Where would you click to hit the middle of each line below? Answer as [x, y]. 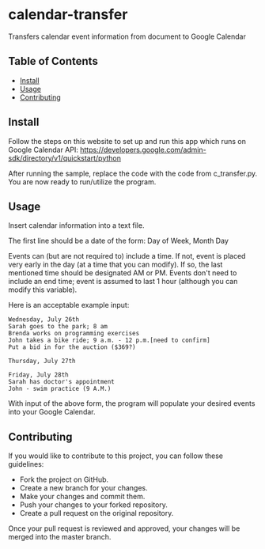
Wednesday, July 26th [44, 320]
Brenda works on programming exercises [74, 334]
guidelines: [26, 464]
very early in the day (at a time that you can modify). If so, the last [115, 265]
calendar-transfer [68, 15]
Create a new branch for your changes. [83, 488]
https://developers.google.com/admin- [144, 150]
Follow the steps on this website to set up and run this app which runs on [127, 141]
